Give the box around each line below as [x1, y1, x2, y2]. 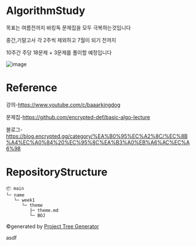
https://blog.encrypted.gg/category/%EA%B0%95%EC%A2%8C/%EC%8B [6, 133, 188, 140]
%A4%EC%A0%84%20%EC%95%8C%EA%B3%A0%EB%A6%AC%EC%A [6, 138, 190, 145]
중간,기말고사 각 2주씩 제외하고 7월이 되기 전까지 [6, 36, 117, 43]
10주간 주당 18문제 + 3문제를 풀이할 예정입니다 [6, 48, 112, 56]
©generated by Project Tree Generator [6, 223, 99, 230]
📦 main [6, 185, 24, 191]
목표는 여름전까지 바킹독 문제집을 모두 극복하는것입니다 [6, 24, 131, 31]
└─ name [6, 192, 25, 198]
